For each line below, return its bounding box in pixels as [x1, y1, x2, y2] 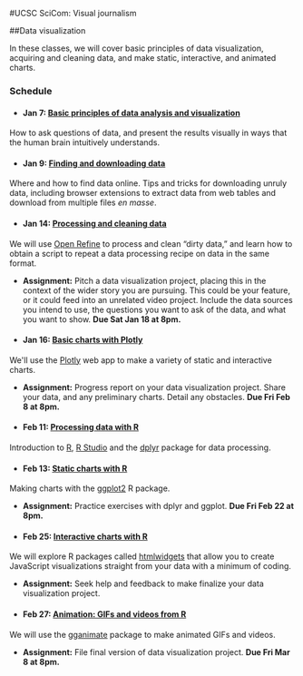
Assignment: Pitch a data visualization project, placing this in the [22, 275, 267, 286]
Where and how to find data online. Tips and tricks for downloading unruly [9, 178, 288, 189]
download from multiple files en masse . [9, 197, 157, 208]
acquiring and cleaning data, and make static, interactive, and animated [9, 53, 277, 63]
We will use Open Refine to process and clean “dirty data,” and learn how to [9, 238, 293, 249]
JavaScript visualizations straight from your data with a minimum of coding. [9, 561, 292, 572]
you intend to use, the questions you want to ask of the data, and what [22, 304, 287, 315]
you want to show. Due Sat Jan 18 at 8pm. [22, 313, 181, 325]
